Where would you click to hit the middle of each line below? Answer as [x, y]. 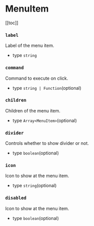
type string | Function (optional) [47, 88]
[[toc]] [12, 23]
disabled [16, 198]
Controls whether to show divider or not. [47, 143]
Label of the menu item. [30, 45]
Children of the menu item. [33, 110]
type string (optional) [34, 186]
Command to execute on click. [37, 78]
